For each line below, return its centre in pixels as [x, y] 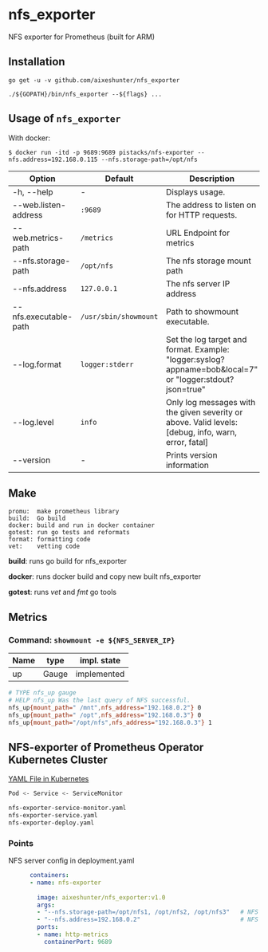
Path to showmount [203, 311]
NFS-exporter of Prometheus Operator [106, 747]
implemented [100, 674]
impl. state [100, 661]
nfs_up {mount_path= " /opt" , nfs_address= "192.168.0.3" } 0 [105, 715]
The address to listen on [211, 205]
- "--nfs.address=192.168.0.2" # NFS [148, 920]
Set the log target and [207, 339]
